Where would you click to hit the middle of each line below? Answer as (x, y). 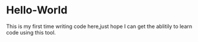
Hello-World (37, 10)
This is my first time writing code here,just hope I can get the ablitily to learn (99, 26)
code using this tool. (31, 32)
